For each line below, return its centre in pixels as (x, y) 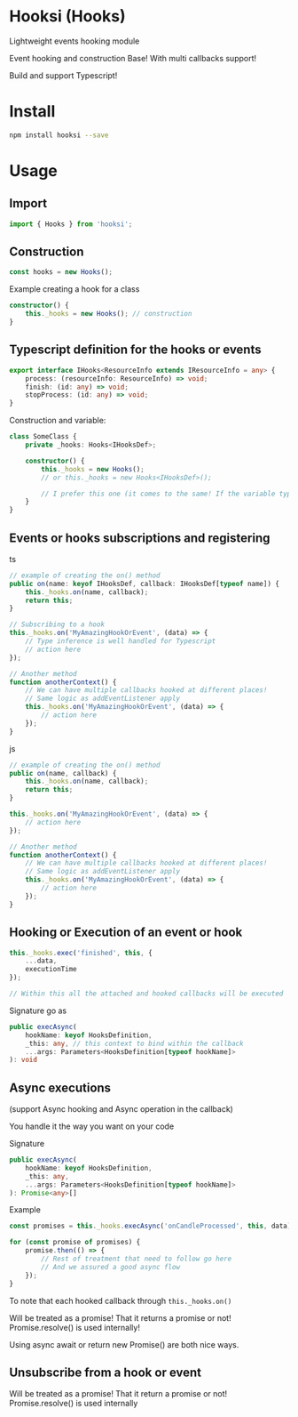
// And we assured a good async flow (110, 1267)
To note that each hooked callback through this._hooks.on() (121, 1300)
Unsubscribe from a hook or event (106, 1372)
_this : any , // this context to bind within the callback (134, 1043)
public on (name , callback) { (63, 773)
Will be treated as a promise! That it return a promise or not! (118, 1394)
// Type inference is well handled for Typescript (121, 641)
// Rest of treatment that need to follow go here (137, 1259)
